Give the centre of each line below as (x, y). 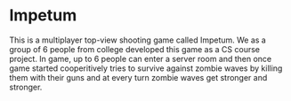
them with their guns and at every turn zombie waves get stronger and (138, 77)
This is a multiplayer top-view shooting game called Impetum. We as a (138, 40)
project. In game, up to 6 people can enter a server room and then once (141, 58)
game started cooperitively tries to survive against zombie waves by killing (146, 68)
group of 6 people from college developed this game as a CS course (135, 49)
